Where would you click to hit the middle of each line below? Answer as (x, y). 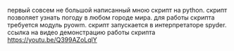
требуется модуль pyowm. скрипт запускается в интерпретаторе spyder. (117, 25)
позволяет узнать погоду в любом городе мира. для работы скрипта (111, 17)
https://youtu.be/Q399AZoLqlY (52, 40)
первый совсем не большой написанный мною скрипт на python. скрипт (117, 10)
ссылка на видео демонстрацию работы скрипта (81, 32)
